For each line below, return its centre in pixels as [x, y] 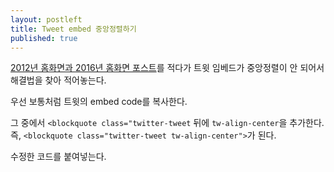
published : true [44, 38]
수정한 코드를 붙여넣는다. [58, 157]
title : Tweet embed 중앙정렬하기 [73, 29]
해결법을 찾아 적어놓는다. [58, 80]
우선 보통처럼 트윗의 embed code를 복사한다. [99, 102]
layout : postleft [46, 19]
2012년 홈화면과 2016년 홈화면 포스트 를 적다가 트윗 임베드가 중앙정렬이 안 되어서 [167, 68]
